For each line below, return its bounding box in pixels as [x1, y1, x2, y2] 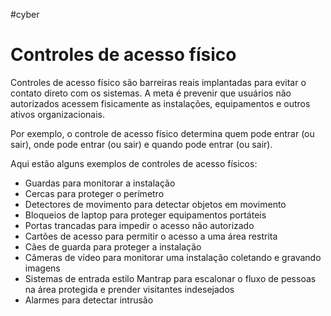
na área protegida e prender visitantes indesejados [24, 283, 235, 295]
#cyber [10, 9, 40, 20]
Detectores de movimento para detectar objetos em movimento [24, 198, 287, 210]
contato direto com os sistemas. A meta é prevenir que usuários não [10, 87, 292, 99]
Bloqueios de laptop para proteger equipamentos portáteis [24, 209, 267, 221]
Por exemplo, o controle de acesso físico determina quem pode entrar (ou [10, 127, 315, 139]
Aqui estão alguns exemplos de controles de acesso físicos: [10, 157, 258, 169]
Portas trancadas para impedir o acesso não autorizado [24, 219, 255, 231]
